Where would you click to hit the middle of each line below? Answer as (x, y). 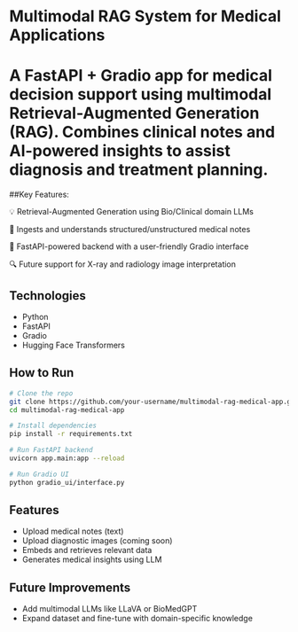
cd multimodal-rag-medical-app (67, 410)
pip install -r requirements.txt (71, 434)
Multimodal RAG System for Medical (145, 16)
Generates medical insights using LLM (92, 559)
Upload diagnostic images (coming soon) (97, 541)
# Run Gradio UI (39, 474)
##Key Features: (39, 195)
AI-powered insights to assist (120, 151)
